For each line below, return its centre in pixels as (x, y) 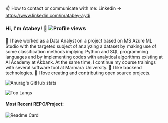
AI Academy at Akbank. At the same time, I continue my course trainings (80, 62)
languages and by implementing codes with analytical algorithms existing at (84, 57)
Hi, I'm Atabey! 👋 (26, 28)
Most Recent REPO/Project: (35, 104)
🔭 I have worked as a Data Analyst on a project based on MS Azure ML (79, 40)
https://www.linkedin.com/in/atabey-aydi (48, 15)
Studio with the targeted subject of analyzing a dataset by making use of (81, 46)
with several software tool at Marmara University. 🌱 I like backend (73, 67)
